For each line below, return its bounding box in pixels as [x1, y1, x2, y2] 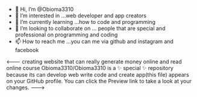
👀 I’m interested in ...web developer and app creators [14, 12, 147, 19]
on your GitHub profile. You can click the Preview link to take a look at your [6, 78, 192, 84]
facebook [14, 47, 39, 53]
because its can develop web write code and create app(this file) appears [6, 71, 190, 78]
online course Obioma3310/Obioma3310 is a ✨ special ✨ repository [6, 65, 174, 71]
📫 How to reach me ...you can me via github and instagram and [14, 38, 174, 45]
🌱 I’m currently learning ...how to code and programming [14, 19, 155, 25]
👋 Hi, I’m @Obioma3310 [14, 6, 74, 13]
